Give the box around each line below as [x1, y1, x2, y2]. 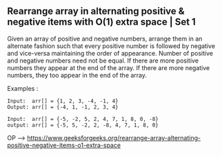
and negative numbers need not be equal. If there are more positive [7, 56, 199, 65]
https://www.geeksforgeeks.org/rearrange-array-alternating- [27, 133, 201, 142]
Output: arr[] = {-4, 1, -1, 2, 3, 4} [7, 103, 119, 111]
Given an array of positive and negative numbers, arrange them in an [7, 34, 203, 43]
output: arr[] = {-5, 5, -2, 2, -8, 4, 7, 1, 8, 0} [7, 122, 159, 129]
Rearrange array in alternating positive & [7, 5, 185, 17]
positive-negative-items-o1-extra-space [7, 141, 121, 149]
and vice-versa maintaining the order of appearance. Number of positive [7, 49, 214, 57]
